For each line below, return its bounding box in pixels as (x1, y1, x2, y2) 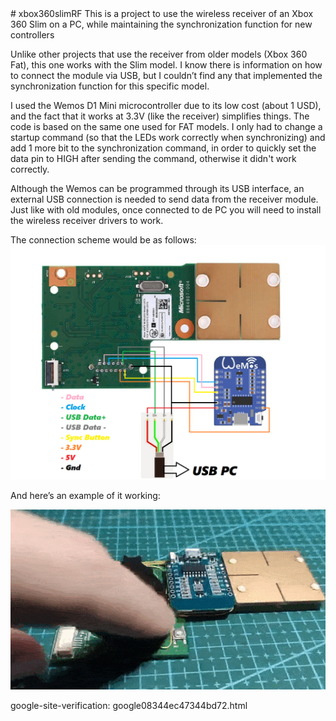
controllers (10, 29, 55, 41)
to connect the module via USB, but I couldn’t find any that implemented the (10, 70, 323, 81)
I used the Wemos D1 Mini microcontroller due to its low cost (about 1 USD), (10, 100, 322, 111)
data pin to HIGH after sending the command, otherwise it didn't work (10, 153, 297, 164)
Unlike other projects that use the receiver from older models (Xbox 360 (10, 48, 308, 60)
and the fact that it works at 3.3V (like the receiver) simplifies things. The (10, 110, 310, 122)
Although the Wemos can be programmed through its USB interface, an (10, 183, 305, 194)
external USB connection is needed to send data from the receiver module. (10, 193, 319, 205)
